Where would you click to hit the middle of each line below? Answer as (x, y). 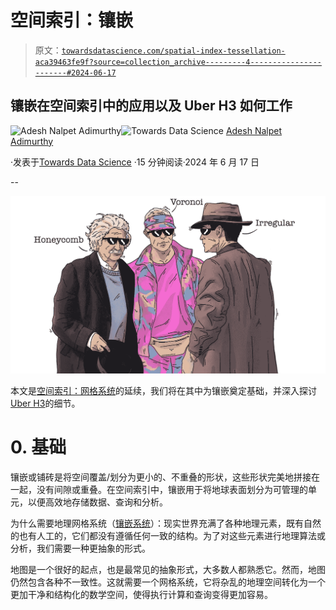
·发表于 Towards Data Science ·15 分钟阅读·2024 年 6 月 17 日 (135, 162)
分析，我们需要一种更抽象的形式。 (80, 548)
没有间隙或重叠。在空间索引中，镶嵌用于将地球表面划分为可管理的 (172, 489)
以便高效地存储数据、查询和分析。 (97, 502)
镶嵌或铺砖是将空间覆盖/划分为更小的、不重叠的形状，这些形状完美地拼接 (161, 477)
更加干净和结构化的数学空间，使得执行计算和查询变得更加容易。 (141, 594)
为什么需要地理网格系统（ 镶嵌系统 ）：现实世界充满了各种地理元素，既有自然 (166, 523)
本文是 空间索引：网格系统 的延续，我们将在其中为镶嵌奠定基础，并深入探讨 (163, 390)
